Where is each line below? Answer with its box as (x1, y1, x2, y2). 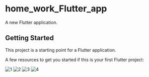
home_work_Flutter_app (5, 3, 107, 14)
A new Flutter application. (5, 19, 58, 25)
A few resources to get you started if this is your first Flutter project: (5, 57, 144, 63)
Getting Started (5, 34, 54, 42)
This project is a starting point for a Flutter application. (5, 47, 116, 53)
